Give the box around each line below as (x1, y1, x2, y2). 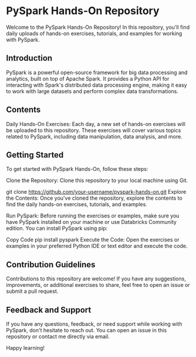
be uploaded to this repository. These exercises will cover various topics (6, 127, 181, 134)
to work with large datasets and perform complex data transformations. (6, 87, 179, 95)
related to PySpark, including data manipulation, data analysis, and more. (6, 133, 183, 140)
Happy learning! (6, 345, 45, 351)
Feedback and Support (6, 305, 92, 315)
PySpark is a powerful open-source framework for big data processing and (6, 69, 188, 76)
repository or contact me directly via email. (6, 333, 110, 340)
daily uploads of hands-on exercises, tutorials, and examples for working (6, 29, 183, 37)
